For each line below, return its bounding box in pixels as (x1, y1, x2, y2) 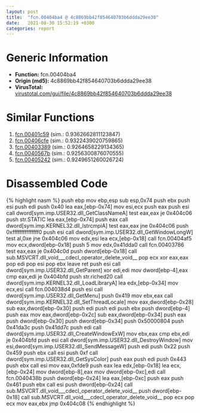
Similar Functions (6, 111, 94, 124)
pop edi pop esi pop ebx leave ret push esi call (6, 261, 121, 268)
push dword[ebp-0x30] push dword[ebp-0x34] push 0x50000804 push (6, 317, 184, 325)
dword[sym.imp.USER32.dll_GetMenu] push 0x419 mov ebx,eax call (6, 292, 173, 299)
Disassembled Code (6, 177, 108, 191)
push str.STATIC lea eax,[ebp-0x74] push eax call (6, 216, 128, 223)
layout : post (6, 8, 39, 15)
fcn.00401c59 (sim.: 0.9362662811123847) (14, 131, 121, 138)
